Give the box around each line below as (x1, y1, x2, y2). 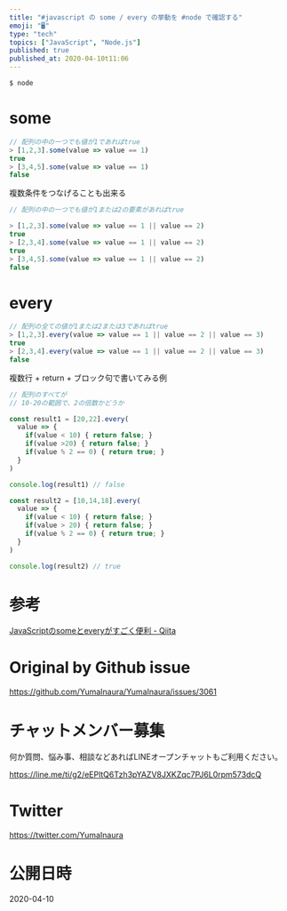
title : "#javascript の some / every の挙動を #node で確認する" (9, 12, 243, 22)
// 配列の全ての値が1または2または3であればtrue (9, 322, 169, 332)
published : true (9, 46, 69, 55)
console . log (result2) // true (9, 562, 122, 571)
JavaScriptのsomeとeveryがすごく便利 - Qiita (9, 626, 176, 636)
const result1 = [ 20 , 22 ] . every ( (9, 414, 129, 423)
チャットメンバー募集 (9, 721, 165, 740)
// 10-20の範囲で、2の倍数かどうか (9, 398, 124, 407)
